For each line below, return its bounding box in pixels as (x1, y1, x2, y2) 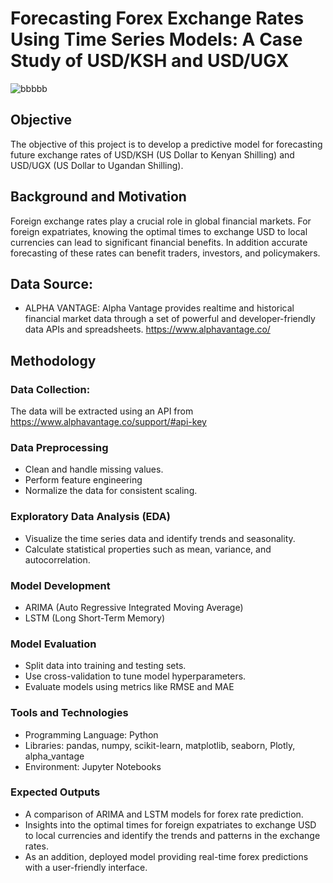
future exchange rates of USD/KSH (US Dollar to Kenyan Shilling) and (10, 148, 295, 161)
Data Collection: (10, 382, 91, 396)
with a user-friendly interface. (24, 861, 148, 873)
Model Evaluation (10, 637, 97, 651)
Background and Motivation (10, 188, 187, 206)
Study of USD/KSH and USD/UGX (10, 50, 290, 72)
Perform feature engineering (24, 474, 143, 486)
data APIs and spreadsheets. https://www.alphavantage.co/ (24, 323, 271, 336)
